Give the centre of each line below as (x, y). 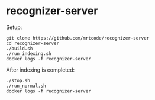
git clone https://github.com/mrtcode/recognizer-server (78, 38)
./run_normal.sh (26, 86)
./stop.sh (18, 80)
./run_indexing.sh (29, 54)
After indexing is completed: (41, 70)
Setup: (14, 27)
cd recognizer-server (33, 43)
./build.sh (20, 49)
